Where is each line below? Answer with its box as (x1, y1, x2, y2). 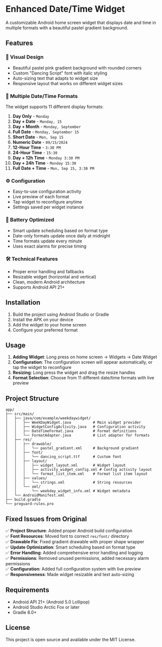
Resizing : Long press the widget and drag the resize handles (12, 370, 136, 375)
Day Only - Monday (12, 113, 49, 119)
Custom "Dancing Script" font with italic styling (12, 70, 108, 76)
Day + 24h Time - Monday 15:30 (12, 160, 76, 166)
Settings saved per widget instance (12, 204, 84, 210)
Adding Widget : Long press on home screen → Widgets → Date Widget (12, 354, 158, 360)
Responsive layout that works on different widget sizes (12, 80, 123, 86)
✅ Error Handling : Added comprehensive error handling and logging (5, 550, 143, 556)
